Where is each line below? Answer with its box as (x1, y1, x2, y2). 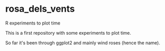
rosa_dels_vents (5, 3, 75, 15)
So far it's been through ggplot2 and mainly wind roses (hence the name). (5, 39, 160, 46)
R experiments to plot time (5, 20, 61, 26)
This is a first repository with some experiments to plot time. (5, 30, 131, 36)
